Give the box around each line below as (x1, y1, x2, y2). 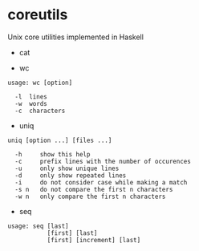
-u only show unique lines (14, 164, 120, 172)
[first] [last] (47, 229, 98, 237)
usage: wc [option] (7, 79, 73, 87)
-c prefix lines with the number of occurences (14, 157, 192, 165)
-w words (14, 99, 47, 107)
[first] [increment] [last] (47, 236, 141, 244)
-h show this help (14, 150, 91, 158)
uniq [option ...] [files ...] (7, 136, 112, 144)
